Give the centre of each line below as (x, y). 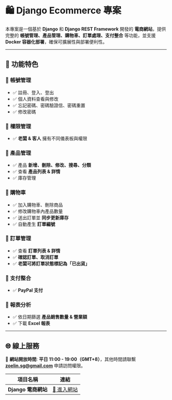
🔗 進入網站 (65, 390)
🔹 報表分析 (18, 305)
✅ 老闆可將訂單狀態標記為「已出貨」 (51, 263)
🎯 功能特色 (22, 64)
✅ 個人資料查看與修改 (36, 99)
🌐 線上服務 (22, 346)
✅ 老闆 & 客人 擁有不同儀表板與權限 (50, 138)
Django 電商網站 (28, 390)
